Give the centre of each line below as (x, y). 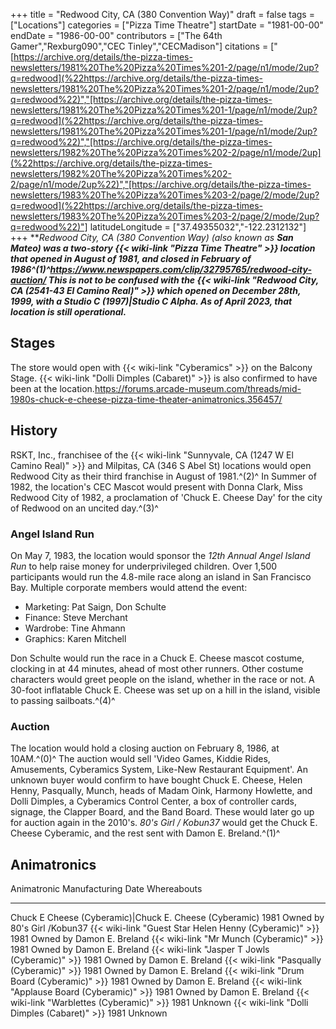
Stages (33, 343)
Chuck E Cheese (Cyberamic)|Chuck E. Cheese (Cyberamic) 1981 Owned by (167, 918)
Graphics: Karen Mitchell (75, 638)
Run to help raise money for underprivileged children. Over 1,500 (144, 566)
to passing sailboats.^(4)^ (63, 700)
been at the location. (52, 388)
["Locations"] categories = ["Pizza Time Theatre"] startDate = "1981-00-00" (167, 25)
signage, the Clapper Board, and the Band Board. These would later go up (162, 812)
